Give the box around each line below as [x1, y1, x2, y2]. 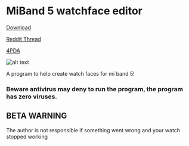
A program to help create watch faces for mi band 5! [6, 70, 135, 77]
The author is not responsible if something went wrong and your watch [6, 126, 181, 133]
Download [6, 24, 32, 31]
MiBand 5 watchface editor [6, 4, 143, 18]
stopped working [6, 133, 48, 140]
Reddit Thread [6, 35, 42, 42]
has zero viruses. [6, 92, 58, 101]
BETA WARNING [6, 111, 67, 121]
